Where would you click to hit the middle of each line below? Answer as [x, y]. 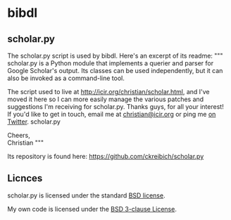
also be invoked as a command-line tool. [66, 78]
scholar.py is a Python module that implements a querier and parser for [110, 63]
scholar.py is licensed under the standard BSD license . [86, 195]
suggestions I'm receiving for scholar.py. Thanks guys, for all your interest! [115, 106]
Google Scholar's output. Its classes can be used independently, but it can [115, 71]
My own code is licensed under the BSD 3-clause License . [92, 209]
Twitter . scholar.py [34, 122]
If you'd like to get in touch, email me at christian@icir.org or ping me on [112, 114]
